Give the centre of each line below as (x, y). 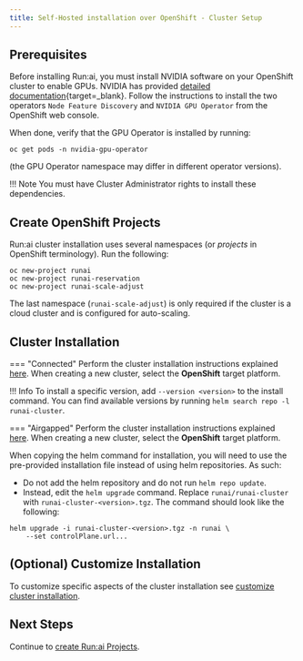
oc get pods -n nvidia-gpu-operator (79, 150)
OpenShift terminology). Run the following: (89, 254)
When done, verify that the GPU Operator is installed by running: (131, 133)
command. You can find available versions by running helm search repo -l (150, 401)
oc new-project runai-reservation (75, 279)
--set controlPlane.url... (77, 537)
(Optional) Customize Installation (106, 564)
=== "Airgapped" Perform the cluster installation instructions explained (142, 428)
